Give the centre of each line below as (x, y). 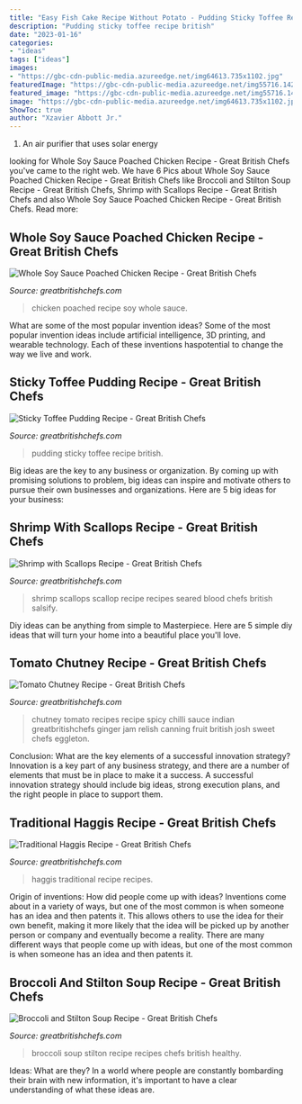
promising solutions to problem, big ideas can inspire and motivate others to (150, 480)
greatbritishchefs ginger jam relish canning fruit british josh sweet (153, 729)
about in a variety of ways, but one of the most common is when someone (147, 907)
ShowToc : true (36, 110)
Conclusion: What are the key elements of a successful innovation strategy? (150, 756)
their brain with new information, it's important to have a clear (124, 1080)
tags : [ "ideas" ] (40, 59)
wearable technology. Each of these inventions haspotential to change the (147, 344)
